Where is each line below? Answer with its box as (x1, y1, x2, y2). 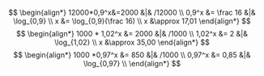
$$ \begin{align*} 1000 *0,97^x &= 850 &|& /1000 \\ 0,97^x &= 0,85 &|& (13, 50, 251, 60)
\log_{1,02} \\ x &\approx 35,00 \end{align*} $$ (53, 37, 211, 47)
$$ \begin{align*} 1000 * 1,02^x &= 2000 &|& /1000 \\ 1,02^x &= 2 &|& (15, 29, 249, 38)
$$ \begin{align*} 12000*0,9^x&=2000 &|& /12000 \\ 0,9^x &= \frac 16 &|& (7, 8, 257, 17)
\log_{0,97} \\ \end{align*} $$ (83, 59, 181, 68)
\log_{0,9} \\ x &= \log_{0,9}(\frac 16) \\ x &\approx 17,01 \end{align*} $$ (13, 16, 251, 26)
